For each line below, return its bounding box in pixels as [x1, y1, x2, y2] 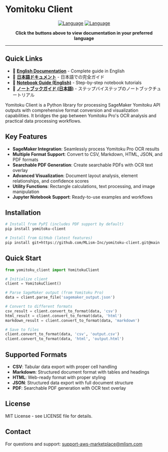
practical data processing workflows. [5, 118, 81, 124]
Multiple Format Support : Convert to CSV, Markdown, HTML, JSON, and [12, 151, 162, 157]
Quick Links [5, 54, 43, 63]
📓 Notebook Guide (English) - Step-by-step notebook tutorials [12, 79, 142, 85]
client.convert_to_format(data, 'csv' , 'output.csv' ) [5, 332, 120, 337]
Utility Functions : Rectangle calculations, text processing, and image [12, 183, 155, 189]
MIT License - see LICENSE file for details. [5, 413, 92, 419]
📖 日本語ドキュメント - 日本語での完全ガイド [12, 74, 105, 80]
